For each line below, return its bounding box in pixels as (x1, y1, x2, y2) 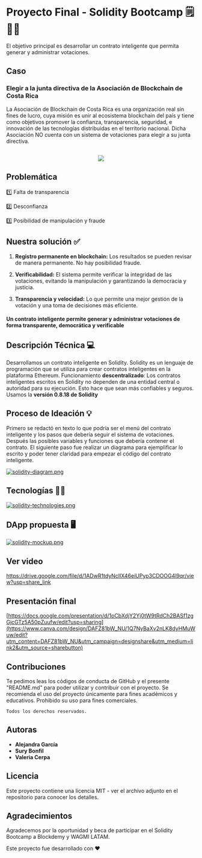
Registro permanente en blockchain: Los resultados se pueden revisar (14, 252, 192, 260)
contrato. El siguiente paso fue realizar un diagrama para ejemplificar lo (6, 443, 183, 451)
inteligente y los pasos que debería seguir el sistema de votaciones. (6, 431, 174, 438)
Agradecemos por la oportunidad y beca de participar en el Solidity (6, 827, 173, 834)
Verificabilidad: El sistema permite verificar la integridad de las (14, 271, 173, 278)
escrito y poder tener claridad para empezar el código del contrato (6, 450, 171, 457)
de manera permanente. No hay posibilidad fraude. (14, 259, 142, 266)
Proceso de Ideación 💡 (6, 409, 92, 419)
